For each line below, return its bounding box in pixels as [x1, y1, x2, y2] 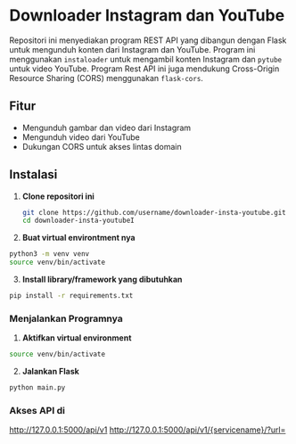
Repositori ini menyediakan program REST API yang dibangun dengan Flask [9, 35, 287, 45]
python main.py [9, 383, 66, 392]
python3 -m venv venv [9, 250, 90, 259]
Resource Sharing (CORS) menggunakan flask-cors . [9, 72, 203, 83]
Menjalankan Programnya [9, 312, 123, 325]
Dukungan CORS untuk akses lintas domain [21, 141, 183, 152]
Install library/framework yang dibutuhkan [21, 274, 183, 285]
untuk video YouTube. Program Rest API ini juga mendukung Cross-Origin [9, 63, 280, 74]
